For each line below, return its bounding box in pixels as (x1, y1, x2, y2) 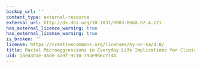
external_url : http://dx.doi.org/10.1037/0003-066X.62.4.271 (6, 20, 162, 25)
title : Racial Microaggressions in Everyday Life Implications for (6, 47, 178, 53)
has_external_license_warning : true (6, 31, 98, 37)
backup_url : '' (6, 8, 44, 15)
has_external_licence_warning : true (6, 25, 98, 31)
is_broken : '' (6, 36, 42, 42)
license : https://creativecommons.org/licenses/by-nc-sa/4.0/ (6, 42, 165, 48)
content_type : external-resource (6, 14, 90, 20)
